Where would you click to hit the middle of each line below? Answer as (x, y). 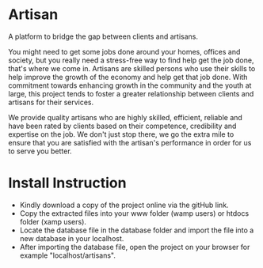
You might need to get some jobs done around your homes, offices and (124, 51)
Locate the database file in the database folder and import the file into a (137, 230)
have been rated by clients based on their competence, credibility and (122, 126)
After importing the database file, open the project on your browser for (135, 247)
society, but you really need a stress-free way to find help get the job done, (131, 60)
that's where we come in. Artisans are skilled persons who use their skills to (132, 68)
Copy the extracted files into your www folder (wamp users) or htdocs (134, 213)
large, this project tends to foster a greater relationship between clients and (131, 93)
